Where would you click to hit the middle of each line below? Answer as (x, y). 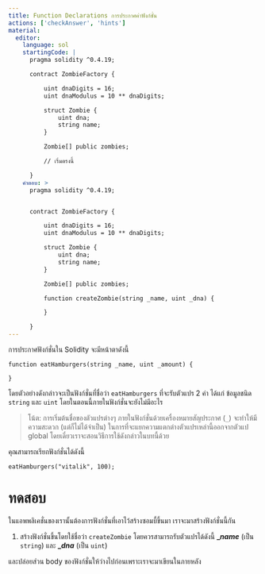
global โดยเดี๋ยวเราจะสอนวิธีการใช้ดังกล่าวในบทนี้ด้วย (98, 436)
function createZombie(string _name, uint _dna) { (129, 299)
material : (25, 30)
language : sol (46, 45)
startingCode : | (50, 52)
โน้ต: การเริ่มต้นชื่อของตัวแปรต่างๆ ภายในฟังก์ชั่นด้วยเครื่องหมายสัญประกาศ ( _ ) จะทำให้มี (142, 418)
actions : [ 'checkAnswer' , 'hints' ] (67, 23)
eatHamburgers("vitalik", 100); (61, 467)
